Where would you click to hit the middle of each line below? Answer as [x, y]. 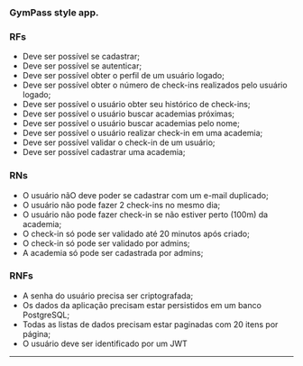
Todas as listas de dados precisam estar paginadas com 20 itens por [150, 324]
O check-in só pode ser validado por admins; [106, 243]
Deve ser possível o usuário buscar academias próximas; [129, 114]
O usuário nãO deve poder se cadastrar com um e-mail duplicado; [145, 195]
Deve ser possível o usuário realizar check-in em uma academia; [142, 133]
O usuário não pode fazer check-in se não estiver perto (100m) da [145, 215]
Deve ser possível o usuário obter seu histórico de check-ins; [136, 105]
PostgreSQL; [46, 315]
